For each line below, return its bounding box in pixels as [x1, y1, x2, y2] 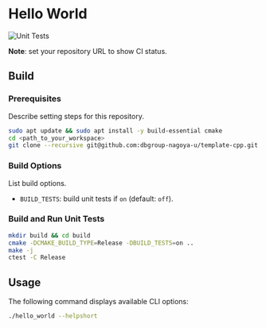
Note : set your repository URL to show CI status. [8, 46, 167, 56]
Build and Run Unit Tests [8, 214, 105, 225]
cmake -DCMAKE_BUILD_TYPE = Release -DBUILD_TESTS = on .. [8, 239, 194, 247]
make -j [8, 246, 34, 254]
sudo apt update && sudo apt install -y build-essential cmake [8, 126, 223, 135]
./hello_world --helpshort [8, 312, 98, 320]
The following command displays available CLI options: [8, 297, 189, 307]
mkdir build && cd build [8, 231, 91, 239]
